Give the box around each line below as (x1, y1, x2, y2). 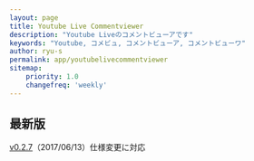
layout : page (9, 13, 59, 23)
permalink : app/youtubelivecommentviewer (9, 55, 169, 64)
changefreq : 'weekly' (25, 80, 107, 90)
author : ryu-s (9, 47, 63, 56)
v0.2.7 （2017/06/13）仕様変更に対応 (9, 142, 146, 153)
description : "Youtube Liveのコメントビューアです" (9, 30, 193, 39)
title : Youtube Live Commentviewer (9, 22, 144, 31)
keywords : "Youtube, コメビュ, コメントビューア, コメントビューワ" (9, 38, 247, 48)
